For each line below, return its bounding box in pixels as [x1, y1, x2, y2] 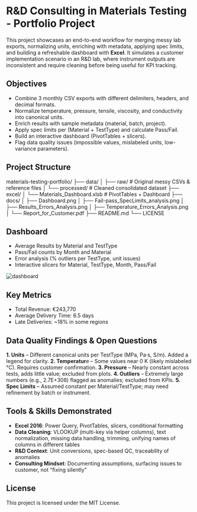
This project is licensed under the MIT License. [6, 499, 121, 506]
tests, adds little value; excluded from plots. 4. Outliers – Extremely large [6, 370, 183, 377]
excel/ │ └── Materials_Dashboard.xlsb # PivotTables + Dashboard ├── [6, 190, 183, 198]
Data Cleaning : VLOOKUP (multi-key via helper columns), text [14, 428, 167, 435]
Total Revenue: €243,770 [14, 306, 76, 313]
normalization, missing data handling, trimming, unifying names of [14, 434, 176, 441]
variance [14, 145, 37, 152]
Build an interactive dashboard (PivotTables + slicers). [14, 132, 147, 139]
